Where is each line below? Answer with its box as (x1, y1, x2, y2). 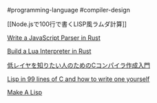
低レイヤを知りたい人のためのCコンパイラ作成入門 (7, 61, 150, 69)
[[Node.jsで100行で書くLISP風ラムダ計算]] (7, 20, 127, 28)
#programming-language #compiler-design (7, 6, 131, 14)
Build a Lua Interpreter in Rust (7, 47, 92, 55)
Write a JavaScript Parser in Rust (7, 34, 101, 42)
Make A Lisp (7, 89, 43, 96)
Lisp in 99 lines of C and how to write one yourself (7, 75, 150, 83)
